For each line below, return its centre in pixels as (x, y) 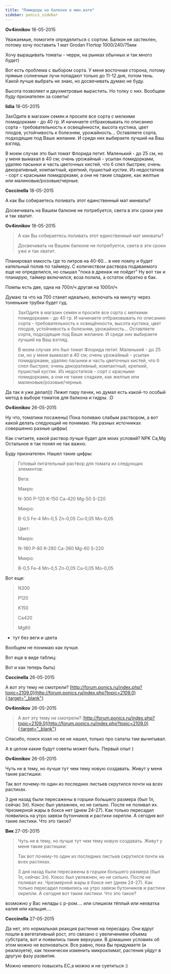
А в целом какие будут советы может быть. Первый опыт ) (69, 749)
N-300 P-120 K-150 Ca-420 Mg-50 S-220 (62, 499)
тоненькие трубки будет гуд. (36, 302)
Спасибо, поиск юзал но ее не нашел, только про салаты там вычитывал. (86, 738)
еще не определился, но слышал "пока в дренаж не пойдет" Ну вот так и (86, 271)
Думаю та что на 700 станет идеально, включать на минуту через (78, 297)
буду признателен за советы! (37, 96)
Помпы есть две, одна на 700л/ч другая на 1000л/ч (61, 287)
